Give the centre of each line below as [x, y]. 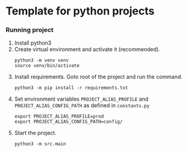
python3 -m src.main [40, 144]
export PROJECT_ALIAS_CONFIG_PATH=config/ [68, 122]
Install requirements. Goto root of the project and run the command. [99, 77]
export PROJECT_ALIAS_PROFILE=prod [59, 117]
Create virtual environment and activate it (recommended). [87, 49]
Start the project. [35, 133]
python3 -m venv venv [41, 61]
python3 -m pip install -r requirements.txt [71, 88]
